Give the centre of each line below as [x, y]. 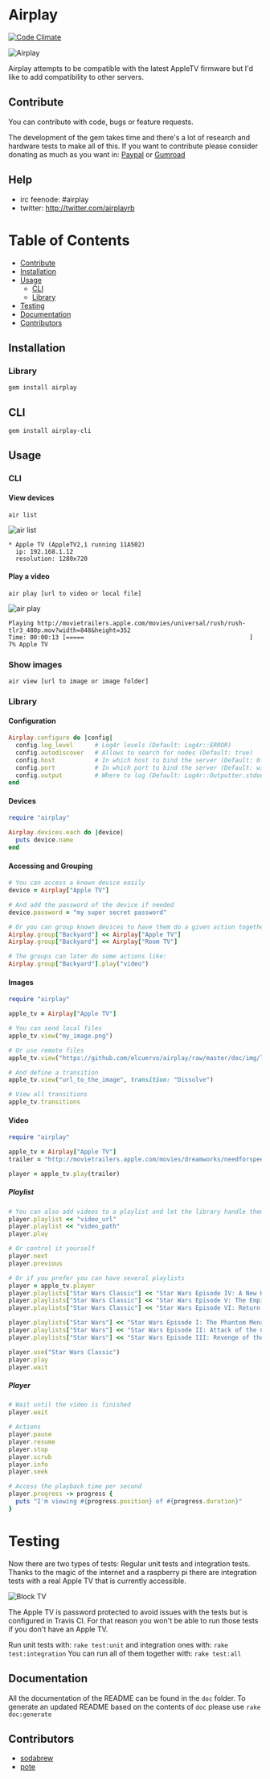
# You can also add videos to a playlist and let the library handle [127, 1212]
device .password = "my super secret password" [88, 912]
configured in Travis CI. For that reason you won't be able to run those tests [133, 1620]
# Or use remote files [46, 1050]
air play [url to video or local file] [75, 593]
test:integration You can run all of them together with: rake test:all [125, 1653]
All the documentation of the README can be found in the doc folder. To [127, 1698]
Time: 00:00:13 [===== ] [131, 637]
